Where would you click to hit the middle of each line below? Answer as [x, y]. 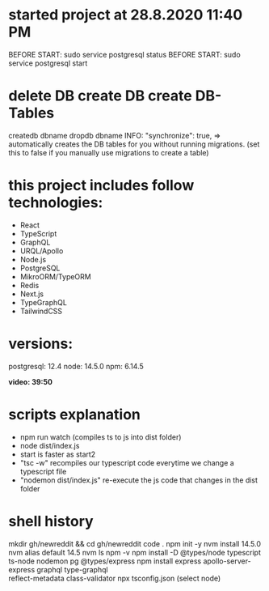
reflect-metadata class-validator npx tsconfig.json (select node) [115, 578]
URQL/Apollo [42, 251]
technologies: [56, 203]
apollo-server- [227, 561]
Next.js [32, 294]
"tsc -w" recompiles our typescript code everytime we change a [127, 462]
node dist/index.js [50, 445]
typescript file [43, 471]
